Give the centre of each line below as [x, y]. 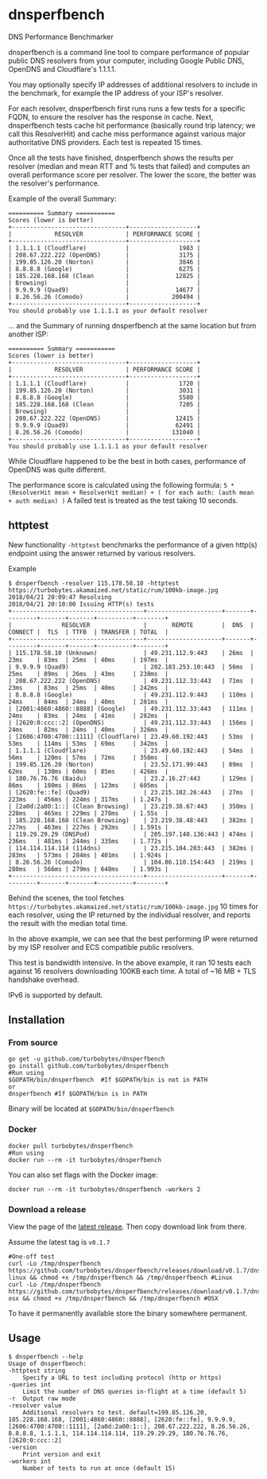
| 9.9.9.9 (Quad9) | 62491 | [104, 425]
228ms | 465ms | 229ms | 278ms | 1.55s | [89, 813]
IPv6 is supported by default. [56, 994]
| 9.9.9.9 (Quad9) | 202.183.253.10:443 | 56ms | [131, 667]
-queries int [30, 1384]
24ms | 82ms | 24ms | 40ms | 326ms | [89, 730]
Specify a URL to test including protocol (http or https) [122, 1377]
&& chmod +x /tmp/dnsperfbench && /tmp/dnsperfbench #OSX [120, 1299]
